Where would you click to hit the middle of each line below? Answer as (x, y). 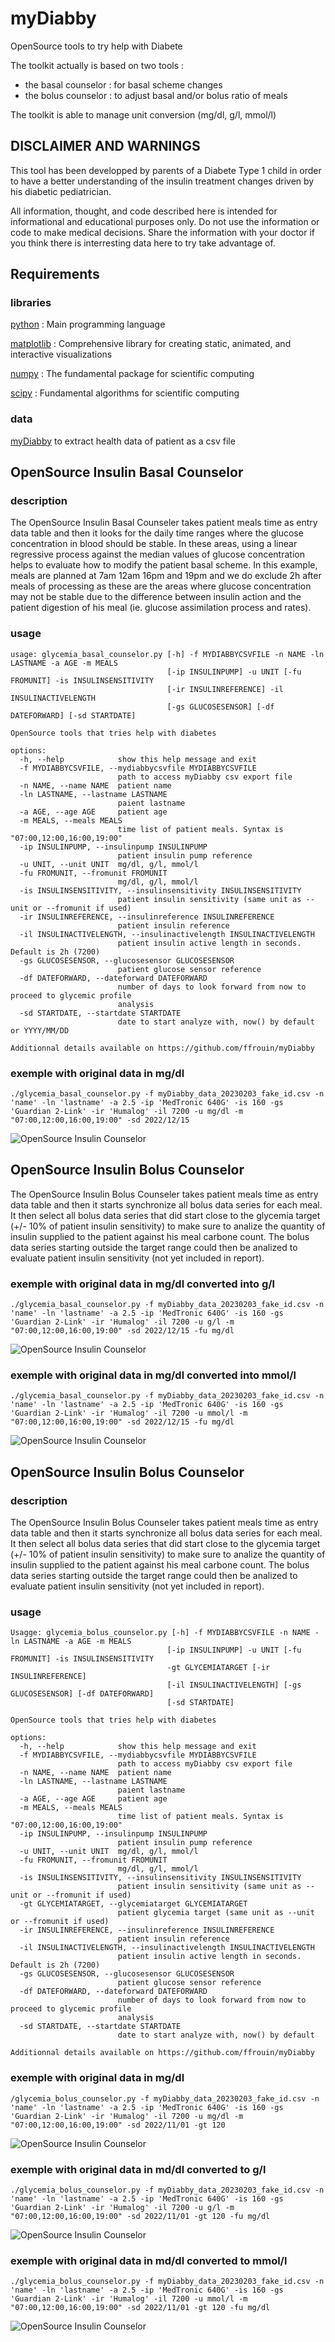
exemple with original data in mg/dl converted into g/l (143, 1284)
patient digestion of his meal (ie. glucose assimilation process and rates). (161, 608)
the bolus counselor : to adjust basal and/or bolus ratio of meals (156, 95)
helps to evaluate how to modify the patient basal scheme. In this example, (164, 565)
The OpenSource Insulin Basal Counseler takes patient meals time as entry (164, 523)
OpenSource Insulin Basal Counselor (127, 472)
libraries (31, 303)
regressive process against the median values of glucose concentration (157, 554)
